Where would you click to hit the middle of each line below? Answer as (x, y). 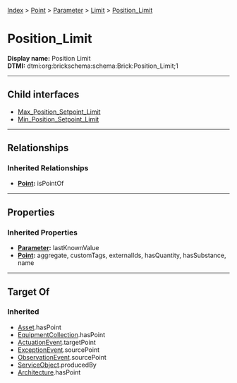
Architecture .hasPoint (49, 372)
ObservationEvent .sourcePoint (62, 357)
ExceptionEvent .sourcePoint (59, 350)
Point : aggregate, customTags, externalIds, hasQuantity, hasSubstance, (122, 255)
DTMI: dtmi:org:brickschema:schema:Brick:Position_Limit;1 (93, 66)
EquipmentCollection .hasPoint (61, 334)
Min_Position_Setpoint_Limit (58, 119)
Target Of (29, 291)
